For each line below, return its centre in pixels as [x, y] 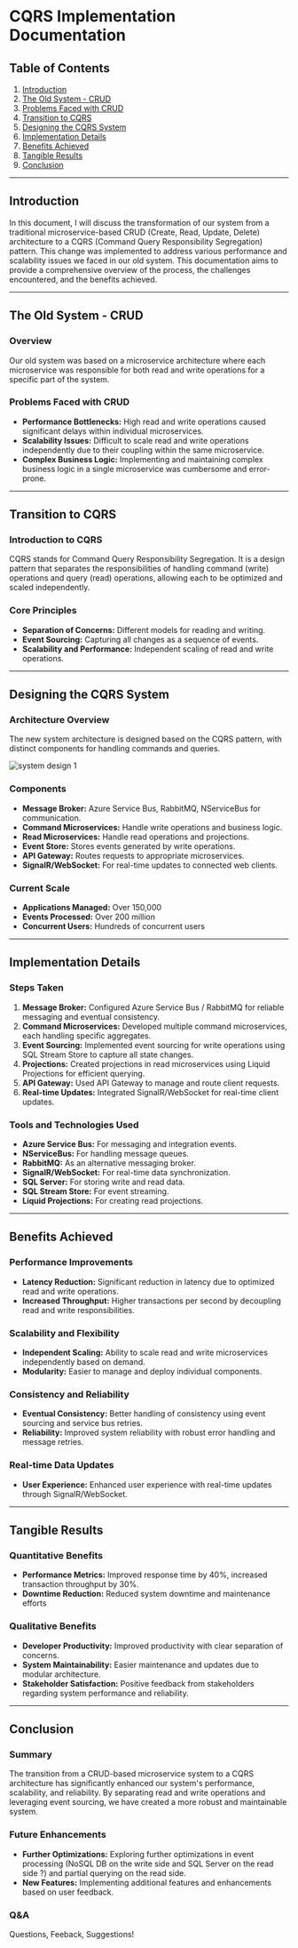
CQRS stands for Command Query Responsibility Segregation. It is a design [147, 559]
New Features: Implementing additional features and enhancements [147, 1882]
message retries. [53, 1442]
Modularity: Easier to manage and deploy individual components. [142, 1372]
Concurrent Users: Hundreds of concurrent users [114, 926]
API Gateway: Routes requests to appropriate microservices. [133, 855]
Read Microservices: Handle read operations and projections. [136, 837]
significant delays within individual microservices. [113, 431]
